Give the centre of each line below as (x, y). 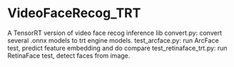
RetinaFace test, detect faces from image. (69, 56)
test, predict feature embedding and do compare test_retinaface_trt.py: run (117, 48)
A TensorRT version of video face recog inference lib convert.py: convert (115, 33)
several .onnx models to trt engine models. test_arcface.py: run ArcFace (113, 40)
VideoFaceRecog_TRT (74, 13)
